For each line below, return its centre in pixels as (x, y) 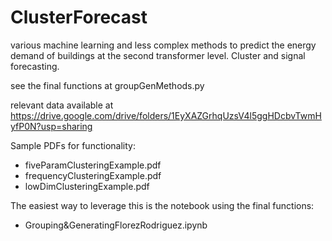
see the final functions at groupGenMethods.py (107, 85)
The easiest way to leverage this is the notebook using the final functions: (162, 205)
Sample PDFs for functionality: (73, 145)
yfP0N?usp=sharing (51, 126)
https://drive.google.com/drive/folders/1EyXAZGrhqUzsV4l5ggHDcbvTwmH (166, 115)
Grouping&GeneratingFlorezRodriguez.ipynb (116, 225)
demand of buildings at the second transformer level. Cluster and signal (158, 55)
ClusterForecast (79, 17)
